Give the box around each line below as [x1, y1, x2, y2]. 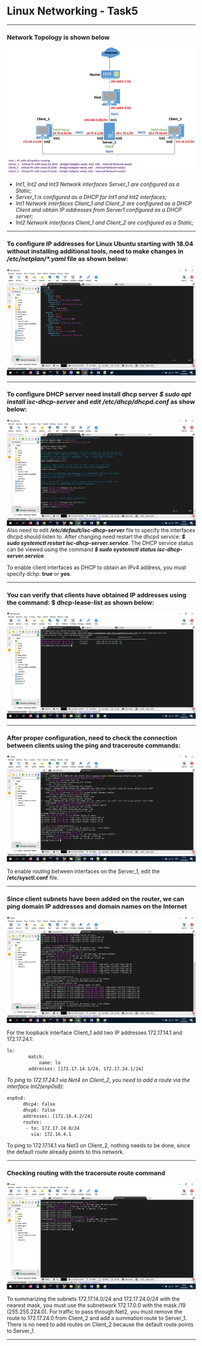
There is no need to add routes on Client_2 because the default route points [7, 1321, 194, 1328]
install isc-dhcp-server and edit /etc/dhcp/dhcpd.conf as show [7, 398, 195, 406]
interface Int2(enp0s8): [7, 1082, 65, 1090]
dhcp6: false [22, 1107, 56, 1113]
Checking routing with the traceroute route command [7, 1168, 165, 1177]
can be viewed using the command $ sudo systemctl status [7, 546, 156, 553]
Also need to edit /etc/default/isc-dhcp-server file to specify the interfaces [7, 526, 195, 534]
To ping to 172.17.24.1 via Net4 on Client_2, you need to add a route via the [7, 1076, 191, 1084]
